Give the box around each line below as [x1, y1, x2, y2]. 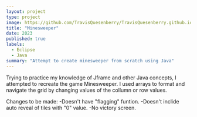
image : [6, 19, 22, 25]
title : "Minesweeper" [6, 25, 59, 31]
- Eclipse [11, 47, 35, 53]
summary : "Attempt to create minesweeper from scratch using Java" [6, 58, 175, 63]
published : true [6, 36, 46, 42]
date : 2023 [6, 31, 33, 36]
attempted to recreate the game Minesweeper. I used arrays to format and [6, 80, 185, 87]
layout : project [6, 8, 46, 15]
